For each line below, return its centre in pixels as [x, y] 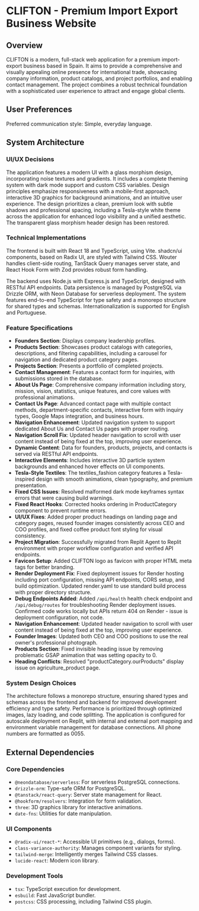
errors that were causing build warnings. [64, 498]
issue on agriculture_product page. [57, 668]
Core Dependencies [36, 769]
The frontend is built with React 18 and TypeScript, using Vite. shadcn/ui [94, 250]
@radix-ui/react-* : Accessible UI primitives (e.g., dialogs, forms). [95, 842]
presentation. [31, 485]
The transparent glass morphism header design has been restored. [88, 223]
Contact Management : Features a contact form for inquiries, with [95, 372]
